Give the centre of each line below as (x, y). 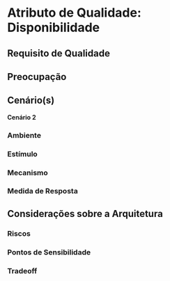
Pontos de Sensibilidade (49, 252)
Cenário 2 (22, 117)
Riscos (19, 233)
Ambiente (24, 135)
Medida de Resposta (42, 191)
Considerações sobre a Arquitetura (85, 214)
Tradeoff (22, 271)
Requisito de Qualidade (59, 53)
